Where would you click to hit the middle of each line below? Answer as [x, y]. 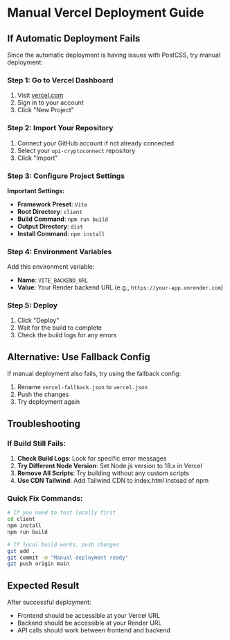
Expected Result [43, 586]
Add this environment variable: [51, 267]
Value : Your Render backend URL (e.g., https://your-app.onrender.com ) [120, 287]
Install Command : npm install [61, 233]
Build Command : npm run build [63, 219]
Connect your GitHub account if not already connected [96, 143]
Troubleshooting [44, 424]
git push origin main [38, 564]
